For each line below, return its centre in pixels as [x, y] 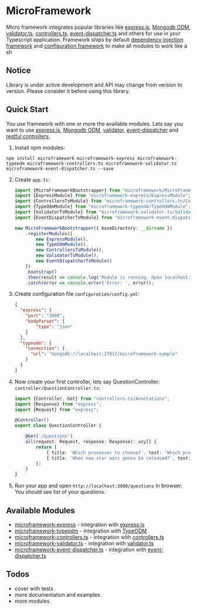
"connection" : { [45, 349]
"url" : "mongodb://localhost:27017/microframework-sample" [104, 354]
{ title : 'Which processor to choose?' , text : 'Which [113, 453]
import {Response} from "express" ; [58, 404]
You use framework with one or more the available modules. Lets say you [95, 123]
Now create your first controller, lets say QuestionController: [87, 382]
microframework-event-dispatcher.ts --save [60, 169]
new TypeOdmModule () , [62, 245]
